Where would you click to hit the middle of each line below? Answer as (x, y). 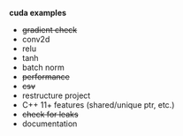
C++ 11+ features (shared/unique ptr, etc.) (98, 105)
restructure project (56, 95)
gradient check (50, 30)
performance (46, 77)
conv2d (36, 39)
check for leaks (50, 114)
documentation (50, 124)
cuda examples (38, 13)
